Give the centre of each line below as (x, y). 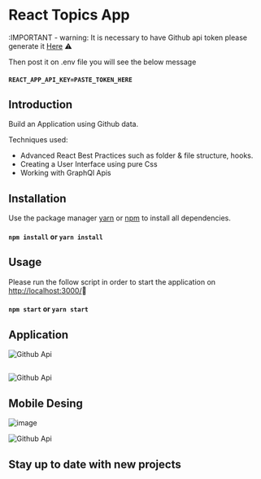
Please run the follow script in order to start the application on (112, 281)
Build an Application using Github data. (74, 124)
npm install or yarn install (56, 237)
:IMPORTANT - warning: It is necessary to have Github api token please (128, 37)
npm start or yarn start (48, 309)
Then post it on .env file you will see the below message (102, 62)
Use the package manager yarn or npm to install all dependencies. (120, 218)
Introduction (41, 105)
